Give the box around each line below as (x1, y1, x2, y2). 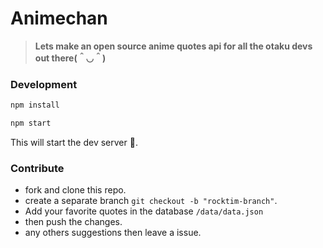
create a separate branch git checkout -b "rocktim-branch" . (24, 195, 278, 207)
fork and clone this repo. (24, 184, 127, 196)
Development (10, 77, 78, 91)
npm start (10, 118, 52, 129)
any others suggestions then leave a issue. (24, 227, 202, 239)
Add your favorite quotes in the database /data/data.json (24, 205, 264, 217)
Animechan (10, 7, 108, 30)
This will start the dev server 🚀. (10, 136, 138, 148)
